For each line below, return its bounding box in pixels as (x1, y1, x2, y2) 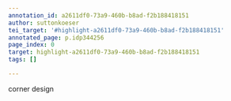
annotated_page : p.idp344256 (8, 33, 104, 42)
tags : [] (8, 56, 37, 64)
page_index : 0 (8, 41, 55, 49)
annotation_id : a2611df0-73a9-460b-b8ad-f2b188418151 (8, 11, 190, 20)
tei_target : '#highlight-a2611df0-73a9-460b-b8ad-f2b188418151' (8, 26, 225, 34)
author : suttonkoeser (8, 19, 80, 27)
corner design (8, 84, 54, 93)
